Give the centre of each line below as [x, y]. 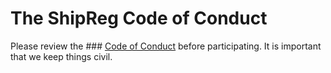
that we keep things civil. [61, 56]
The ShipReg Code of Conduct [139, 18]
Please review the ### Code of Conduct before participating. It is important [166, 46]
